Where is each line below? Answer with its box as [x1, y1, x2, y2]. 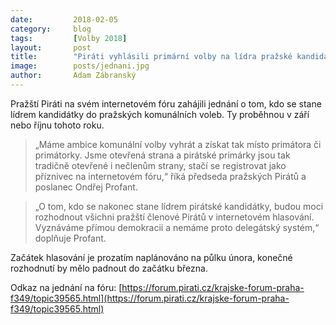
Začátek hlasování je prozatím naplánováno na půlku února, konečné [10, 251, 293, 263]
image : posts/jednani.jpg [10, 61, 150, 71]
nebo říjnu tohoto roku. [10, 119, 105, 131]
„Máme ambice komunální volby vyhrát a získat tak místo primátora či [34, 138, 322, 150]
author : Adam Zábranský [10, 71, 137, 81]
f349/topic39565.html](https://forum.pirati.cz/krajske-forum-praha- [10, 292, 290, 304]
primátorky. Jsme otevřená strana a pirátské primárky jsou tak [34, 149, 291, 161]
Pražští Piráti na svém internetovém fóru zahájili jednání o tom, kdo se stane [10, 97, 322, 110]
